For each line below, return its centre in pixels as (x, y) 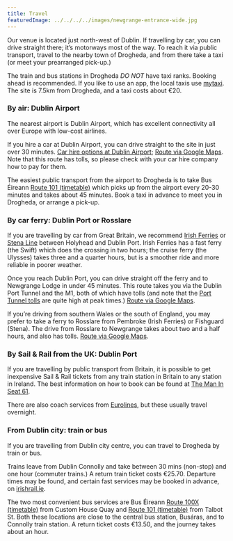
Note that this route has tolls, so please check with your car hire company (113, 159)
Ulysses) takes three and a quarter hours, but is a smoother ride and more (113, 257)
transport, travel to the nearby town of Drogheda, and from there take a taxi (115, 55)
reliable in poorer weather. (45, 265)
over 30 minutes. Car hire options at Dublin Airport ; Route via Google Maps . (115, 152)
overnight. (22, 412)
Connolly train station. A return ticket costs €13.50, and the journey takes (112, 524)
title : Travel (28, 14)
